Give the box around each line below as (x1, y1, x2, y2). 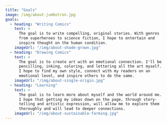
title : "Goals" (5, 7, 37, 13)
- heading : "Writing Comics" (10, 21, 71, 27)
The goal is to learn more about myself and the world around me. (18, 92, 162, 97)
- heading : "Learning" (10, 82, 58, 88)
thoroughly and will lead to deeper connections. (18, 106, 126, 111)
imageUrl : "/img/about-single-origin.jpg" (14, 78, 105, 83)
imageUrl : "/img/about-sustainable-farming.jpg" (14, 111, 119, 116)
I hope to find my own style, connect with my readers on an (18, 69, 151, 74)
